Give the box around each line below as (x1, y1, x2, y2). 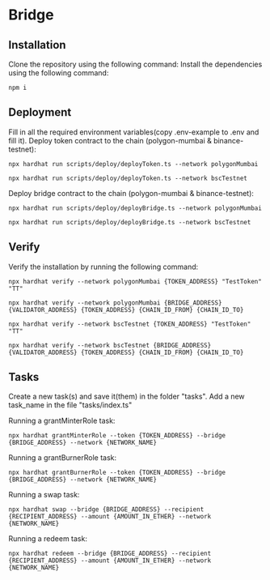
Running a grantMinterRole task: (8, 416, 116, 426)
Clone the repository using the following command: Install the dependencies (8, 59, 263, 69)
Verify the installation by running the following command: (8, 262, 199, 271)
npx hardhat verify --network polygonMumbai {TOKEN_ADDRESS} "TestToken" (8, 277, 263, 285)
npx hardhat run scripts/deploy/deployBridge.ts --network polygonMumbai (8, 204, 263, 212)
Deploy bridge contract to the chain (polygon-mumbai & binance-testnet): (8, 188, 255, 198)
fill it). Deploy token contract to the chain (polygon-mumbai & (8, 135, 212, 145)
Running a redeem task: (8, 534, 87, 544)
